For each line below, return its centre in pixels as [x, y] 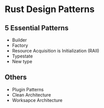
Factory [20, 45]
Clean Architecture [31, 95]
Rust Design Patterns [50, 9]
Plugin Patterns [28, 89]
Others [16, 77]
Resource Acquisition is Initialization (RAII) [56, 51]
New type [22, 61]
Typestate [22, 56]
